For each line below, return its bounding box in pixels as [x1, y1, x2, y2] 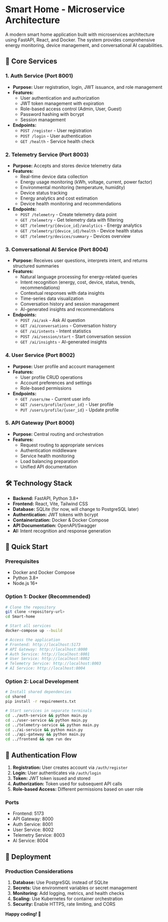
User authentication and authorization [20, 94, 100, 101]
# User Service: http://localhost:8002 [5, 656, 90, 661]
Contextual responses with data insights [20, 290, 105, 296]
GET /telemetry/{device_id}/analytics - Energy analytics [20, 222, 142, 228]
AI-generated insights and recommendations [20, 306, 115, 313]
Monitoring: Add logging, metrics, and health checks [12, 890, 125, 896]
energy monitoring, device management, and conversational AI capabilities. [5, 42, 164, 48]
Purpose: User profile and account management [12, 363, 115, 369]
